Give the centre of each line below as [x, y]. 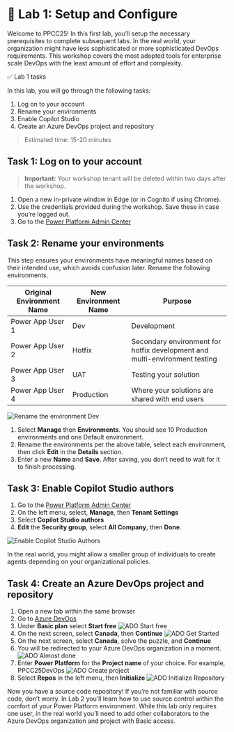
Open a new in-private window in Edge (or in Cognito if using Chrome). [119, 199]
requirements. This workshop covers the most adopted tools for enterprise [114, 56]
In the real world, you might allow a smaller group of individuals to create [111, 554]
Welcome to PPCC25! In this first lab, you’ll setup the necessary [99, 33]
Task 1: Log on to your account [75, 162]
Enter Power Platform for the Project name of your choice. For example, [121, 663]
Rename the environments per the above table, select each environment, [122, 444]
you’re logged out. [44, 214]
